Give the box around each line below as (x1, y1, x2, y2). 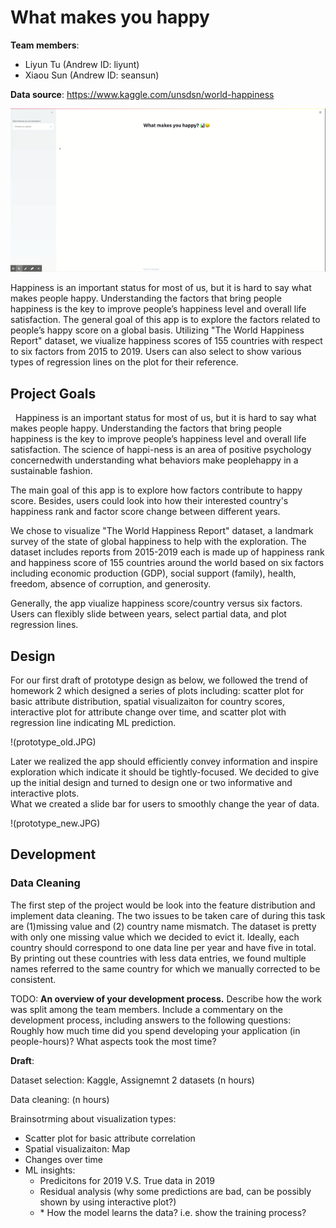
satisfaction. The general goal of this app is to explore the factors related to (10, 314, 321, 326)
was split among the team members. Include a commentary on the (10, 1003, 283, 1015)
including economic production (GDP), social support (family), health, (10, 567, 297, 580)
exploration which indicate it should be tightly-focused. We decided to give (10, 766, 320, 778)
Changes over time (24, 1153, 103, 1165)
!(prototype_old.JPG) (10, 736, 97, 748)
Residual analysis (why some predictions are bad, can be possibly (39, 1185, 312, 1197)
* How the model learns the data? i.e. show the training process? (39, 1206, 307, 1218)
